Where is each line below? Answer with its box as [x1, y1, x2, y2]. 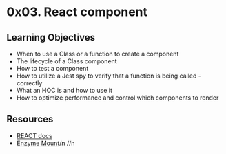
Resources [6, 113, 54, 125]
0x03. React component [6, 4, 148, 20]
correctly [16, 79, 43, 87]
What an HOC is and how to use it [16, 87, 113, 94]
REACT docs [16, 131, 52, 140]
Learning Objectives [6, 32, 96, 43]
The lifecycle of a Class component [16, 57, 118, 65]
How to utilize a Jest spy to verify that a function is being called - [16, 71, 201, 80]
